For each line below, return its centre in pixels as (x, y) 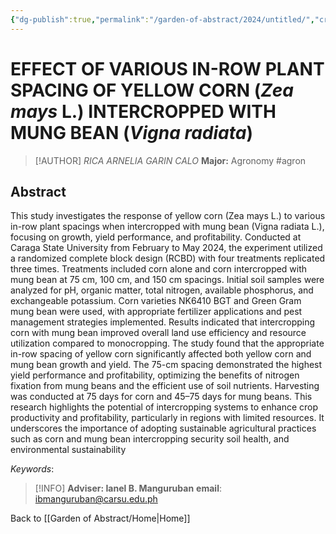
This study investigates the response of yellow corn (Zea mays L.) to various (168, 216)
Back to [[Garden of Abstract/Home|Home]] (100, 518)
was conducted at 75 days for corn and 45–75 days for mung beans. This (161, 397)
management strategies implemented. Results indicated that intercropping (163, 322)
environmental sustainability (68, 450)
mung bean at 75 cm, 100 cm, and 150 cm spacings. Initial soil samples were (167, 280)
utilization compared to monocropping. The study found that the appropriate (167, 343)
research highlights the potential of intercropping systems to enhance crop (164, 407)
